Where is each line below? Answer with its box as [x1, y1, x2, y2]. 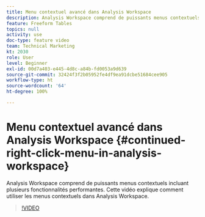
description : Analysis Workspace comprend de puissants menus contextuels [6, 15, 201, 21]
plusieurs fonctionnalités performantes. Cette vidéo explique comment [6, 186, 184, 193]
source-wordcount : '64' [6, 83, 67, 89]
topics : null [6, 26, 40, 32]
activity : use [6, 32, 43, 38]
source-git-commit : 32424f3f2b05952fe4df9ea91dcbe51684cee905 [6, 72, 168, 78]
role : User [6, 54, 34, 61]
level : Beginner [6, 60, 48, 66]
